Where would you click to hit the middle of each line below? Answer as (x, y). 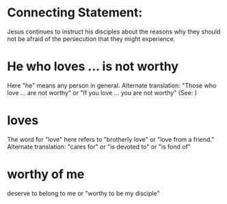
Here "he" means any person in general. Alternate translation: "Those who (112, 85)
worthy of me (46, 174)
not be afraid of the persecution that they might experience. (91, 38)
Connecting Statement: (75, 13)
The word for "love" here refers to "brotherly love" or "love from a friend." (111, 139)
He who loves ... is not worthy (93, 67)
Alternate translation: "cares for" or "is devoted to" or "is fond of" (99, 146)
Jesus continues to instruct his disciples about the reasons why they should (114, 31)
